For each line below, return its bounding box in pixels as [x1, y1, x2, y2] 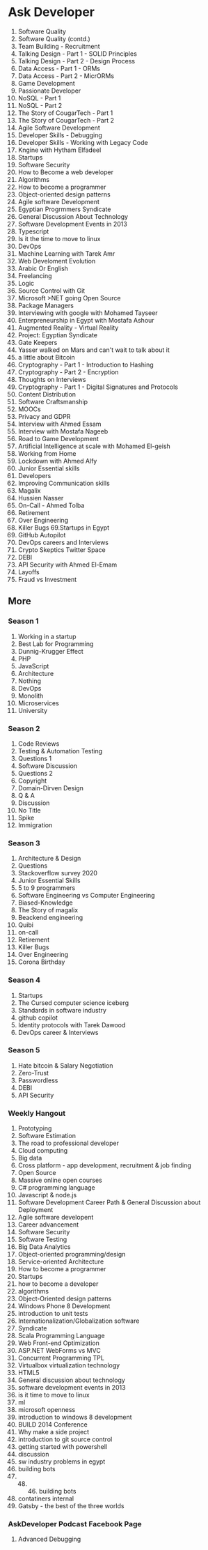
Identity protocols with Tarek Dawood [17, 1020, 126, 1029]
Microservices [17, 698, 60, 707]
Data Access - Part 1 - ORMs [17, 64, 100, 72]
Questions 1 [17, 754, 51, 762]
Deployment [17, 1206, 54, 1214]
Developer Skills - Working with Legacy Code [17, 138, 148, 146]
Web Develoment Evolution [17, 256, 96, 265]
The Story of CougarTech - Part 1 [17, 109, 113, 117]
